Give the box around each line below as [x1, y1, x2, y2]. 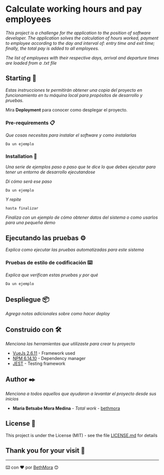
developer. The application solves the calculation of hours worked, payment [5, 35, 159, 41]
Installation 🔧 [5, 152, 37, 159]
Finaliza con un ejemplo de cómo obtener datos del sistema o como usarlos [5, 214, 158, 220]
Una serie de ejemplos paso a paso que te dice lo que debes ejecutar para [5, 164, 156, 170]
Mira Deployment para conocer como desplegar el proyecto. [5, 107, 128, 113]
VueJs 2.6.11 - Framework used [12, 350, 75, 356]
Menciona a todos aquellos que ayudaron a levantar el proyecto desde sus [5, 391, 157, 397]
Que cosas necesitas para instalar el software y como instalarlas [5, 133, 137, 138]
